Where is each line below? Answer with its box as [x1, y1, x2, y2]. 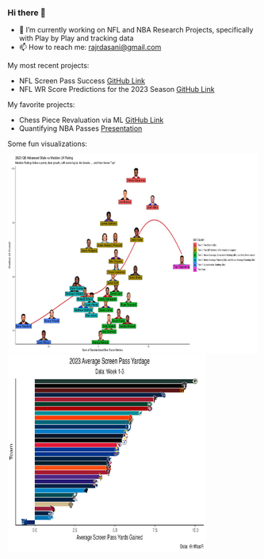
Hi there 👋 [7, 7, 47, 18]
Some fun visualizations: [7, 139, 88, 149]
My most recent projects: [7, 61, 90, 71]
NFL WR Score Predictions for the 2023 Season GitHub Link [18, 85, 215, 94]
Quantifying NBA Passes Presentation [18, 124, 143, 133]
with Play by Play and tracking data [18, 33, 134, 43]
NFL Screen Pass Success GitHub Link [18, 76, 146, 86]
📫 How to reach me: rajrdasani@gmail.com [18, 43, 162, 52]
